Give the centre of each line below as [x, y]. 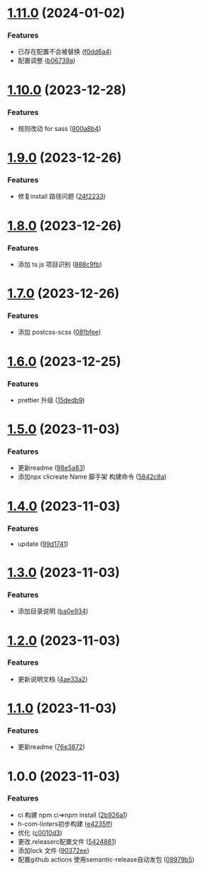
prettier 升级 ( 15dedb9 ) [51, 400]
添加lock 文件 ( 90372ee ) [54, 850]
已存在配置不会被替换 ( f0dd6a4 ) [65, 52]
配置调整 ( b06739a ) [47, 61]
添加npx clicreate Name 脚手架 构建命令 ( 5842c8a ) [92, 477]
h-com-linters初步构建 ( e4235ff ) [65, 823]
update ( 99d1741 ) [43, 543]
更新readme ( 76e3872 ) [51, 747]
